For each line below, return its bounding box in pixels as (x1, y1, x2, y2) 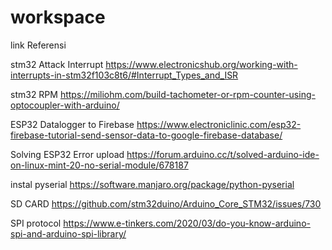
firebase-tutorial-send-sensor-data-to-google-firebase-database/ (10, 129, 283, 141)
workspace (10, 6, 106, 29)
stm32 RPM (10, 88, 58, 100)
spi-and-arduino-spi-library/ (10, 227, 127, 240)
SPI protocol (10, 217, 62, 229)
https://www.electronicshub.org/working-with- (105, 58, 298, 70)
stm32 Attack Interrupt (10, 58, 104, 70)
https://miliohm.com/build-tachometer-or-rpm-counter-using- (59, 88, 316, 100)
